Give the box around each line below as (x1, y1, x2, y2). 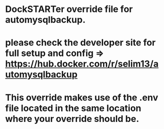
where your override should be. (5, 113, 139, 124)
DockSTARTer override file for (5, 3, 133, 15)
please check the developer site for (5, 37, 156, 48)
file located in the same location (5, 102, 142, 113)
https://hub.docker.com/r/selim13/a (5, 58, 159, 69)
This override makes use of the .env (5, 91, 158, 103)
